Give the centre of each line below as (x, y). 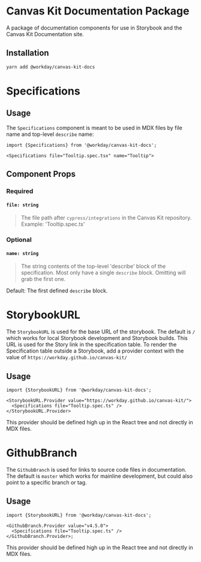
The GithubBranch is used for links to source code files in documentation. (96, 469)
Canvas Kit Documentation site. (45, 34)
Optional (19, 240)
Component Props (41, 174)
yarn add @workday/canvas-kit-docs (51, 67)
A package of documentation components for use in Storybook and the (94, 28)
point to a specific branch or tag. (46, 482)
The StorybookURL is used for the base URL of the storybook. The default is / (101, 332)
